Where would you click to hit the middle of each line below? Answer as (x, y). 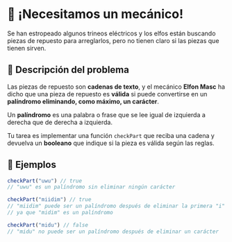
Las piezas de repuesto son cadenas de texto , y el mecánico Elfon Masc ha (116, 87)
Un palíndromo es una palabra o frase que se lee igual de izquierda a (107, 114)
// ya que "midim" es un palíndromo (60, 213)
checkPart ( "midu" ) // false (48, 225)
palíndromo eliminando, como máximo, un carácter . (83, 101)
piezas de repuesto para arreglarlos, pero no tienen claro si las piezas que (113, 40)
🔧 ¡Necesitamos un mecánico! (96, 14)
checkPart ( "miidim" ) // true (49, 200)
